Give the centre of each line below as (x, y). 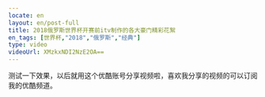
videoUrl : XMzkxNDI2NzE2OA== (56, 52)
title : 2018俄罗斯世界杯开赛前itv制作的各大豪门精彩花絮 (92, 30)
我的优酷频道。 (32, 85)
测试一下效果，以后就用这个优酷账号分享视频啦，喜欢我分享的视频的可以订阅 (133, 75)
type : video (28, 45)
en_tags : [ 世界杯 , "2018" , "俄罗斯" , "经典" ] (74, 37)
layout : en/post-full (44, 23)
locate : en (26, 15)
